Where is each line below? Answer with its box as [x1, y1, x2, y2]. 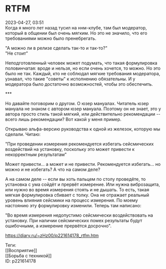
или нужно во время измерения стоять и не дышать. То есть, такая [5, 186, 150, 192]
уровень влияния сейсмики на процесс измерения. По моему [5, 197, 138, 203]
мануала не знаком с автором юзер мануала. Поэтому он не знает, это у [5, 106, 161, 112]
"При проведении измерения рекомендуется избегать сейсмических [5, 140, 154, 147]
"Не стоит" [5, 50, 28, 56]
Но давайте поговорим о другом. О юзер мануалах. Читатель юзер [5, 100, 149, 106]
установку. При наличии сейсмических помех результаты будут [5, 217, 143, 223]
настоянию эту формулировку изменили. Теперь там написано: [5, 202, 142, 208]
